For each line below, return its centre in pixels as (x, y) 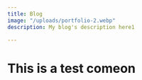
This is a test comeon (72, 68)
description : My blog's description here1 (71, 27)
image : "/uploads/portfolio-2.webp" (61, 21)
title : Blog (25, 14)
